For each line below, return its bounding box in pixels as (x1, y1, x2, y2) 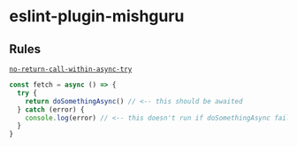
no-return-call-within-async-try (9, 65, 133, 73)
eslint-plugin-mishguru (9, 6, 185, 27)
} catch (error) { (17, 104, 86, 114)
